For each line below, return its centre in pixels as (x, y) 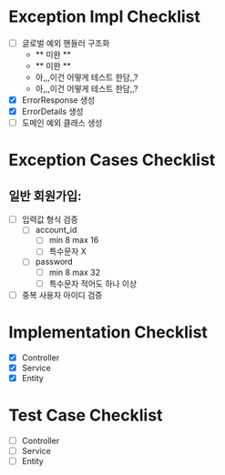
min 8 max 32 (75, 272)
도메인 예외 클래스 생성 (62, 123)
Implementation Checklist (108, 332)
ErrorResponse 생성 (58, 100)
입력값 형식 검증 (50, 219)
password (54, 262)
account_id (56, 230)
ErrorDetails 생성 (52, 112)
